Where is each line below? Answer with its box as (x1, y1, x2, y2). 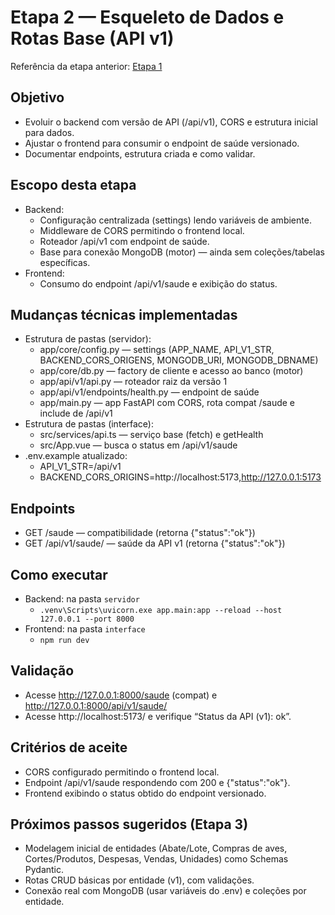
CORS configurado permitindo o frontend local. (24, 766, 220, 778)
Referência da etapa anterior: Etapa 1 (10, 60, 163, 72)
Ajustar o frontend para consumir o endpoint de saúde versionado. (24, 137, 300, 149)
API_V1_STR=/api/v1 (39, 461, 122, 473)
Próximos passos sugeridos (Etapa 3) (10, 816, 249, 833)
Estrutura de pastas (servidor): (24, 333, 152, 345)
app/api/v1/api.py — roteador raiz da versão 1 (39, 376, 228, 388)
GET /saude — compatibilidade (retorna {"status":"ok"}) (24, 527, 256, 539)
